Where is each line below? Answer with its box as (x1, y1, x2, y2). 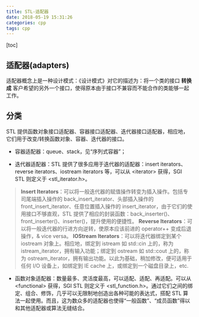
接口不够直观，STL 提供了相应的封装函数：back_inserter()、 (25, 210, 173, 217)
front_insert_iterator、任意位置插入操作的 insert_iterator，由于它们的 (20, 202, 188, 210)
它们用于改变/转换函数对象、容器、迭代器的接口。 (6, 135, 128, 142)
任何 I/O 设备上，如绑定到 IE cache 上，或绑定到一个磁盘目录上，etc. (20, 262, 189, 269)
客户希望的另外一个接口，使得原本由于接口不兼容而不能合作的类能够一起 (12, 84, 190, 92)
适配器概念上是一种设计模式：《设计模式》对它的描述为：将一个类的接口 (6, 77, 180, 84)
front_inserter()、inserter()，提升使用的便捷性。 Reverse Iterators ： (20, 217, 188, 224)
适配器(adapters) (6, 60, 69, 70)
